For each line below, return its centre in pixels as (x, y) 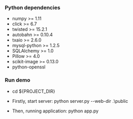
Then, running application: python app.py (55, 111)
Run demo (18, 80)
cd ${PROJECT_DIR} (34, 91)
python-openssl (29, 67)
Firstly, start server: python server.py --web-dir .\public (70, 101)
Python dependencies (32, 8)
